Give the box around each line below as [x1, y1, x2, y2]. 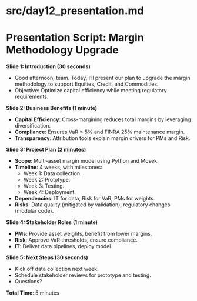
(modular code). [14, 208, 54, 215]
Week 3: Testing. [23, 182, 65, 189]
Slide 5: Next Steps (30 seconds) [6, 254, 88, 261]
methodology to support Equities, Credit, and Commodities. [14, 81, 159, 88]
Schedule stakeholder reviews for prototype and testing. [14, 272, 151, 279]
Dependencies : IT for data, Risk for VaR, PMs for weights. [14, 195, 155, 202]
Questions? [14, 278, 42, 285]
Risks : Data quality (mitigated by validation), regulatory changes [14, 201, 171, 208]
